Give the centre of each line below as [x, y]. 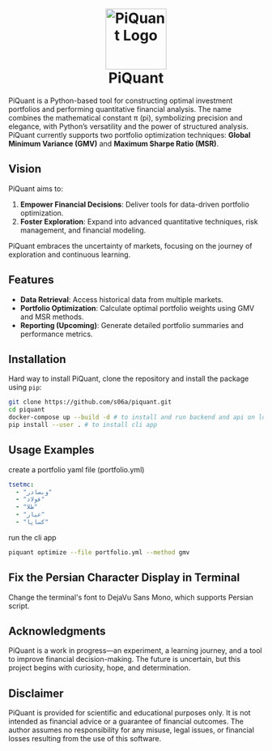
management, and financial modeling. [83, 230]
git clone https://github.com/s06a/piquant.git [90, 402]
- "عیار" [30, 514]
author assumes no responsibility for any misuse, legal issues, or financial [132, 730]
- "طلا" [27, 507]
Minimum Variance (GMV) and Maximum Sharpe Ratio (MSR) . [114, 143]
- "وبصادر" [34, 492]
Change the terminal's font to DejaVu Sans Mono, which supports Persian [131, 597]
